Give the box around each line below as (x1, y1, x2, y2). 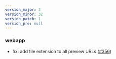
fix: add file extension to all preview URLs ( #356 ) (12, 48, 112, 54)
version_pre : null (5, 21, 43, 26)
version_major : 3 (5, 7, 41, 12)
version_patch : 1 (5, 16, 41, 21)
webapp (5, 37, 26, 44)
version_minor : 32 (5, 12, 43, 17)
